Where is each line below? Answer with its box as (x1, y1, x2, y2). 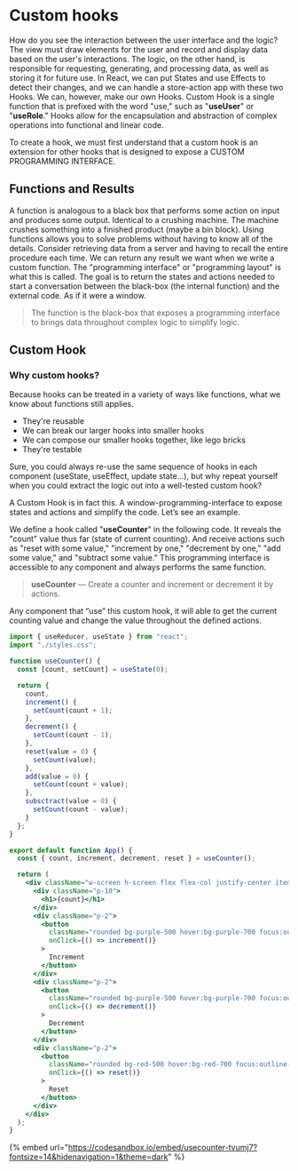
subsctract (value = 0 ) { (25, 797, 117, 806)
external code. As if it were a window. (9, 290, 146, 300)
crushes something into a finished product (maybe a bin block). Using (9, 224, 264, 235)
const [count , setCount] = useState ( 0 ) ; (17, 665, 169, 674)
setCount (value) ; (32, 755, 98, 764)
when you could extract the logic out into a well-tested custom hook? (9, 481, 263, 491)
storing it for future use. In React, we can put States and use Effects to (9, 72, 266, 83)
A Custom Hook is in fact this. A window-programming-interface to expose (9, 498, 283, 508)
